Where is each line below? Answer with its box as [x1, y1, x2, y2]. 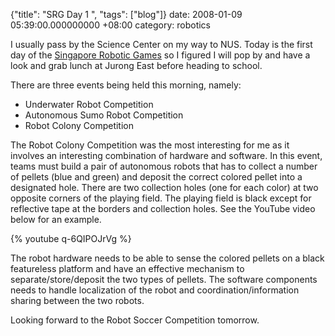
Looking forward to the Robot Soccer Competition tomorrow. [10, 314, 260, 326]
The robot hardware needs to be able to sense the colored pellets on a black [10, 252, 325, 264]
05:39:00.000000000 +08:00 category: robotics [10, 19, 212, 31]
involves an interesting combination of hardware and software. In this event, [10, 150, 323, 161]
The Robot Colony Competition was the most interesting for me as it [10, 139, 290, 151]
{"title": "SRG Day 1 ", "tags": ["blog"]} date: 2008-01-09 [10, 9, 243, 20]
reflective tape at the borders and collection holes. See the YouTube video [10, 203, 316, 214]
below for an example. [10, 214, 102, 225]
